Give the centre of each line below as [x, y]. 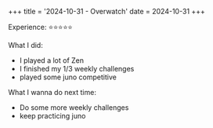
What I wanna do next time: [52, 92]
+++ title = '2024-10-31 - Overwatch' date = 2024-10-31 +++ [107, 11]
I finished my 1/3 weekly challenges [77, 69]
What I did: [25, 45]
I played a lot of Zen [52, 60]
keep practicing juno [52, 116]
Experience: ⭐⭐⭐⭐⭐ [40, 27]
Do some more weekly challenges [74, 108]
